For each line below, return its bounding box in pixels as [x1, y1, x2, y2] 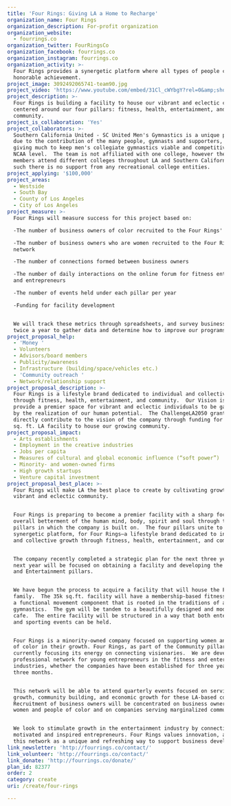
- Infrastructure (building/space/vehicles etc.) [13, 365, 158, 372]
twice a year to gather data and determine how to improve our [13, 327, 198, 334]
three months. [13, 668, 54, 676]
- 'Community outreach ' [13, 371, 85, 378]
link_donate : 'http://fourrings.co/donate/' [7, 757, 137, 764]
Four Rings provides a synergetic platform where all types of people [13, 67, 220, 74]
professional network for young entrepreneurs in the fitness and [13, 656, 208, 664]
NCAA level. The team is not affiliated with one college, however [13, 151, 214, 158]
